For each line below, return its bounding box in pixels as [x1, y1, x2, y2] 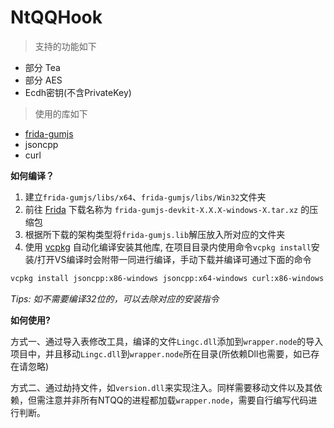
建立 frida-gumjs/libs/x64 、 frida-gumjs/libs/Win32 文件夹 [24, 191, 267, 203]
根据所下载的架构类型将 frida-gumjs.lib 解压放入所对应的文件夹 [24, 228, 286, 240]
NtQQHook [10, 6, 103, 29]
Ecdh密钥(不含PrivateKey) [24, 86, 132, 98]
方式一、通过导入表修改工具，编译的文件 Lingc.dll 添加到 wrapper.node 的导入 [10, 335, 324, 347]
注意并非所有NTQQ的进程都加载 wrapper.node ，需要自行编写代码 [44, 394, 309, 406]
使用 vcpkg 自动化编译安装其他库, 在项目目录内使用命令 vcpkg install [24, 241, 312, 253]
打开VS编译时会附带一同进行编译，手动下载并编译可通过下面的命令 [36, 253, 312, 265]
